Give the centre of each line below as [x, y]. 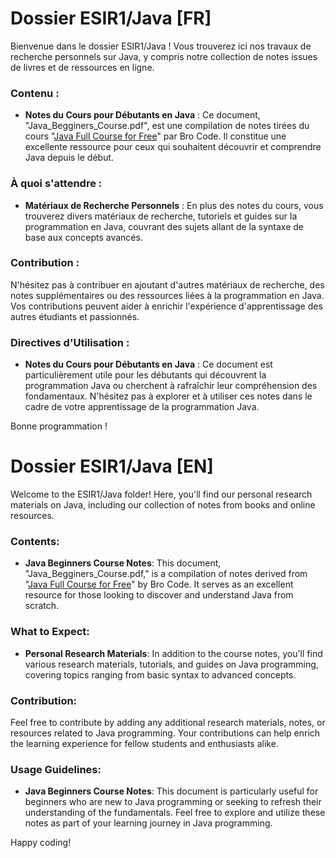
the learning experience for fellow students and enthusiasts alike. [144, 743]
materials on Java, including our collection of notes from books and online [163, 505]
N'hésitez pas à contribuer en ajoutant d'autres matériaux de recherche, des [167, 284]
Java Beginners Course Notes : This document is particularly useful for [171, 791]
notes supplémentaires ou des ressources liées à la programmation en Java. [167, 295]
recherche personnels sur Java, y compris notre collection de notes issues [164, 56]
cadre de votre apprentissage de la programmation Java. [142, 407]
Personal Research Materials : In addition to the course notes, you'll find [173, 653]
